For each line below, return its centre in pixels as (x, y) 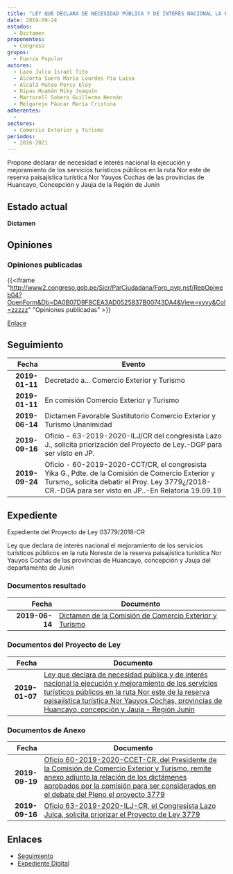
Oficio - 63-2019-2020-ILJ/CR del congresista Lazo (133, 436)
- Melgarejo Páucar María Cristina (65, 104)
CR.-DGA (60, 490)
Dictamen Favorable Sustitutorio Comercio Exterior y (130, 416)
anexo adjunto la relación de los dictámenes (115, 777)
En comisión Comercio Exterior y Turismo (112, 400)
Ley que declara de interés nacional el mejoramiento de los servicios (105, 545)
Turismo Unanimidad (78, 424)
